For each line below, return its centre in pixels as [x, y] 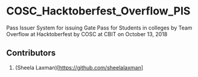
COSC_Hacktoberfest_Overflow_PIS [98, 11]
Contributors [31, 53]
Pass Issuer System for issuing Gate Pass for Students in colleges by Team [99, 28]
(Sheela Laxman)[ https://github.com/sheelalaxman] [79, 67]
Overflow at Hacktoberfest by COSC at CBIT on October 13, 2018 [87, 34]
